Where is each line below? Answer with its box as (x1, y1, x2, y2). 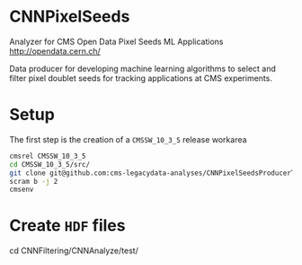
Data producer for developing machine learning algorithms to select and (9, 63, 277, 74)
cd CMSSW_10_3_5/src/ (9, 160, 91, 169)
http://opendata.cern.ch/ (9, 45, 101, 56)
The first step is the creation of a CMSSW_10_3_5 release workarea (9, 133, 247, 145)
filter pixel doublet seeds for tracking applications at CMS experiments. (9, 72, 272, 83)
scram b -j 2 (9, 177, 58, 186)
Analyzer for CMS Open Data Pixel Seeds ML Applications (9, 36, 224, 47)
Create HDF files (9, 215, 126, 236)
